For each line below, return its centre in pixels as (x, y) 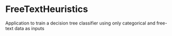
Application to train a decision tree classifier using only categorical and (80, 23)
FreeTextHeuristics (47, 9)
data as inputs (30, 28)
